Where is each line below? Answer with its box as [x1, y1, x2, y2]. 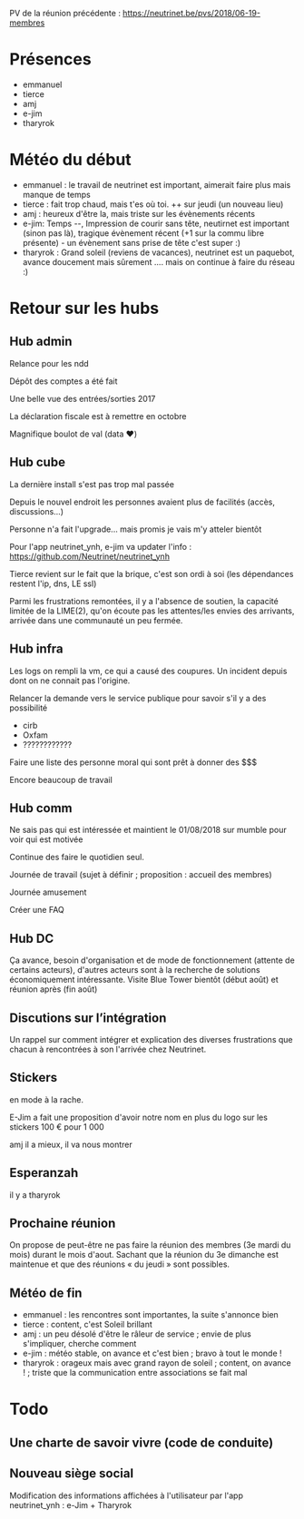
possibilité [9, 702, 48, 713]
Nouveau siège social [9, 1465, 134, 1482]
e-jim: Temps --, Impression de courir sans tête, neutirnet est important [22, 218, 290, 229]
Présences [9, 49, 93, 70]
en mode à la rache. [9, 1093, 84, 1105]
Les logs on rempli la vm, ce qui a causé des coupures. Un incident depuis [9, 665, 288, 676]
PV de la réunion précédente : [9, 8, 121, 18]
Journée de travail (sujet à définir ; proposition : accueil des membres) [9, 869, 272, 880]
